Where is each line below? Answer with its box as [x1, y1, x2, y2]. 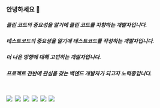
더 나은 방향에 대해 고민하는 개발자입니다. [6, 54, 102, 61]
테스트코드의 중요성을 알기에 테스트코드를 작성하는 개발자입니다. [6, 37, 155, 44]
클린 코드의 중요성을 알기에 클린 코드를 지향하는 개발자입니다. [6, 21, 147, 28]
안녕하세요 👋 [6, 5, 40, 13]
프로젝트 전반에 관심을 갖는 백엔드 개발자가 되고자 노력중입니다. [6, 70, 152, 77]
